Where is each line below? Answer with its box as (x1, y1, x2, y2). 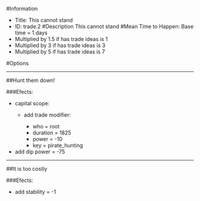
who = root (32, 123, 60, 130)
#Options (6, 59, 29, 67)
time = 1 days (14, 29, 48, 36)
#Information (6, 5, 38, 12)
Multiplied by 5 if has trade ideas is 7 (14, 48, 105, 55)
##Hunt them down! (6, 77, 55, 84)
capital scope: (14, 100, 50, 106)
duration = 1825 (32, 129, 71, 136)
